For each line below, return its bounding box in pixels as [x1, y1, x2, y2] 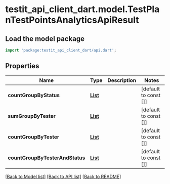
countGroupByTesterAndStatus [8, 154, 86, 161]
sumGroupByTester [8, 112, 56, 119]
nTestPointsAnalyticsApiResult [5, 14, 139, 26]
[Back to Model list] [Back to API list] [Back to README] [5, 173, 121, 179]
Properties [5, 62, 39, 70]
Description [107, 77, 137, 84]
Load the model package [5, 34, 85, 43]
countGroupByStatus [8, 91, 60, 99]
